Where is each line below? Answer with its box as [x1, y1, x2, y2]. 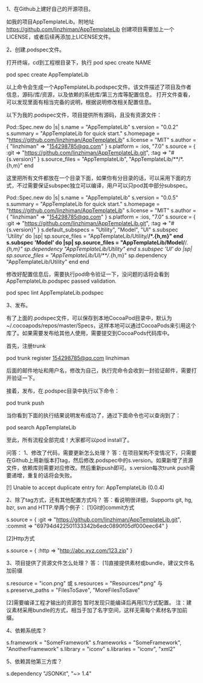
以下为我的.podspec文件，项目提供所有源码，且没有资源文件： [6, 111, 162, 118]
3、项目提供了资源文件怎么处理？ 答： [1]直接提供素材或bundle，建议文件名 [6, 559, 195, 566]
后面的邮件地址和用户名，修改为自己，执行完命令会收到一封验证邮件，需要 [6, 367, 192, 374]
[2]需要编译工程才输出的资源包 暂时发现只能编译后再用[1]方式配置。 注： [6, 599, 187, 606]
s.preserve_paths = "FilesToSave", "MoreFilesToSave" [6, 586, 141, 594]
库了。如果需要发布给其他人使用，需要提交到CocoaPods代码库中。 [6, 330, 173, 336]
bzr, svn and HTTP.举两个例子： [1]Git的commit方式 [6, 504, 135, 511]
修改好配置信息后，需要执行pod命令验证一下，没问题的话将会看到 [6, 271, 170, 278]
